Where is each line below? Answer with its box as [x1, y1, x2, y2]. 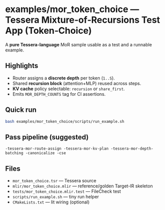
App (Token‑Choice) [5, 25, 92, 36]
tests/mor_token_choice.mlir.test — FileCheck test [12, 188, 121, 194]
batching [5, 151, 24, 156]
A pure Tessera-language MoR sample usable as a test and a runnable [5, 41, 152, 47]
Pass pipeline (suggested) [5, 132, 89, 142]
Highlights [5, 61, 39, 70]
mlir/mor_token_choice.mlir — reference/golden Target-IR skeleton [12, 183, 153, 189]
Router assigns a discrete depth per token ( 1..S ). [12, 75, 115, 81]
